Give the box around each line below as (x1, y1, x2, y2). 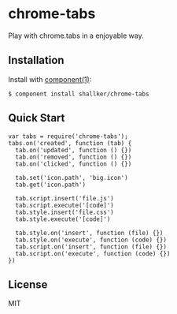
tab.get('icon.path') (15, 181, 87, 189)
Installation (8, 54, 65, 67)
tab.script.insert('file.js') (15, 194, 114, 202)
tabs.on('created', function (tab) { (8, 139, 132, 147)
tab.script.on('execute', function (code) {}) (15, 249, 171, 257)
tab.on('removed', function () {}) (15, 153, 132, 161)
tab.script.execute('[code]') (15, 201, 114, 209)
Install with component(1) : (8, 74, 92, 84)
